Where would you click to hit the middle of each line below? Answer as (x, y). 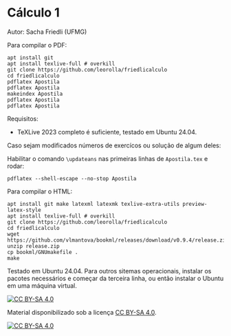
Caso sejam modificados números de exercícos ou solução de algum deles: (114, 145)
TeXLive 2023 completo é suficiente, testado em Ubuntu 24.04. (107, 132)
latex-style (24, 210)
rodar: (16, 166)
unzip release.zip (33, 246)
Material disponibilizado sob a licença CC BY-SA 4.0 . (82, 312)
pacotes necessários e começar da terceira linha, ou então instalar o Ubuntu (115, 278)
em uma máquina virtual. (42, 285)
